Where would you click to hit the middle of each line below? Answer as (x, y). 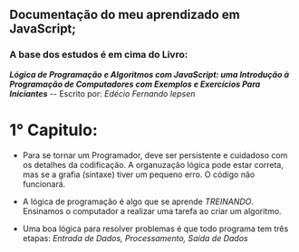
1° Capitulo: (53, 130)
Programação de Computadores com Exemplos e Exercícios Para (135, 84)
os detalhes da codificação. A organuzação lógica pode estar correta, (153, 164)
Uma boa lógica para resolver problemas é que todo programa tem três (155, 229)
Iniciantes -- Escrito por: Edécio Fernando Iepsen (102, 93)
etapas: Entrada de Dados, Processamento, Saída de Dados (135, 238)
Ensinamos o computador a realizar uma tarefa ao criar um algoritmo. (152, 210)
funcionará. (44, 183)
